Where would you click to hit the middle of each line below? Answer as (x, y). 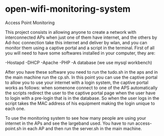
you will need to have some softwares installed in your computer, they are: (80, 53)
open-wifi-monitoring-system (68, 9)
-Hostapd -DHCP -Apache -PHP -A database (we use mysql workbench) (79, 62)
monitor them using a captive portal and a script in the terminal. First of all (80, 48)
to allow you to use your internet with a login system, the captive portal (77, 82)
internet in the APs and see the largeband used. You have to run (70, 123)
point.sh (13, 128)
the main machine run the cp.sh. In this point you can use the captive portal (82, 77)
